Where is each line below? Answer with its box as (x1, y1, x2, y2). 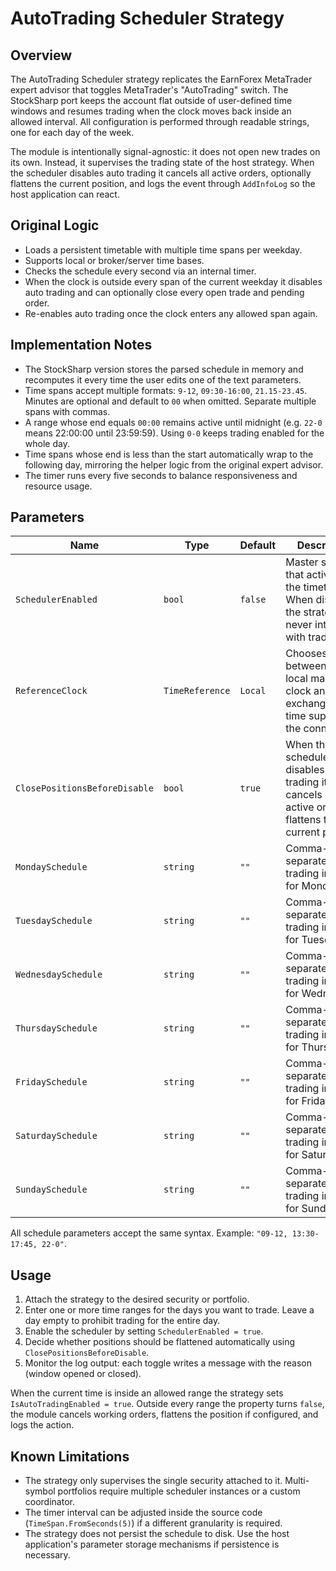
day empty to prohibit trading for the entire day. (24, 1315, 221, 1327)
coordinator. (24, 1496, 75, 1508)
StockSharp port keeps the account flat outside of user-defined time (10, 95, 293, 106)
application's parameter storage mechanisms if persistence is (24, 1538, 280, 1551)
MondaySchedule (15, 862, 88, 873)
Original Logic (10, 217, 100, 234)
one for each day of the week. (10, 127, 135, 138)
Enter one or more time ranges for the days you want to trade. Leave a (24, 1304, 315, 1316)
